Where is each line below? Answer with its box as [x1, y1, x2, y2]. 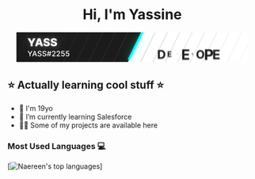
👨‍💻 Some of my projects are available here [18, 120, 158, 130]
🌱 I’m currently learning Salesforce [18, 112, 132, 121]
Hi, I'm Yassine [82, 6, 183, 24]
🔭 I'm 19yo [18, 103, 53, 112]
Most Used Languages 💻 [7, 140, 106, 151]
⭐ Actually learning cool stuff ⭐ [7, 78, 164, 92]
